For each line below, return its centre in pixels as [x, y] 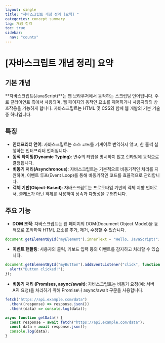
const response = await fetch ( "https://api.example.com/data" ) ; [77, 322]
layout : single [21, 10]
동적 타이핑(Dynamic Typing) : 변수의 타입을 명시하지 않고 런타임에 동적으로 [85, 157]
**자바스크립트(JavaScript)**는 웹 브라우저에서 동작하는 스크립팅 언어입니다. [79, 96]
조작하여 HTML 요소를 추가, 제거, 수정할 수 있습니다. [76, 230]
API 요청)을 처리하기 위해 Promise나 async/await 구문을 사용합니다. [78, 290]
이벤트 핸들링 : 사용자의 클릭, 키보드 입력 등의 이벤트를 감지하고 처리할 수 [81, 249]
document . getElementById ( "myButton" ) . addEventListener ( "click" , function [83, 265]
